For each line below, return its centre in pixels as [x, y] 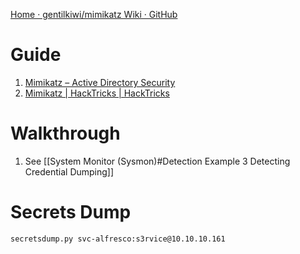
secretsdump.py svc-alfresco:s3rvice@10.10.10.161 [118, 239]
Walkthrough [65, 133]
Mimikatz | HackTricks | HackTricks [97, 93]
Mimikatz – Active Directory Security [100, 82]
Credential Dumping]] [69, 171]
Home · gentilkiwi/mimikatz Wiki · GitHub [94, 14]
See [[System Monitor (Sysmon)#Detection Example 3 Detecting [157, 161]
